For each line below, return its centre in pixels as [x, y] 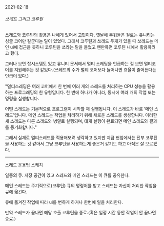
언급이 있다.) [17, 76]
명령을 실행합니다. [22, 99]
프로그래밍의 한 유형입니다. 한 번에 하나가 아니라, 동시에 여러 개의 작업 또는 [85, 92]
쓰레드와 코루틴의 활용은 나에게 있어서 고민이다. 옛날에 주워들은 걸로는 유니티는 [80, 35]
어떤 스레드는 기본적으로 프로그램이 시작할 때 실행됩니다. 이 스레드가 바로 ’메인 [79, 109]
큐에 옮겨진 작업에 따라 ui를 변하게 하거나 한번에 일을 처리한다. [64, 202]
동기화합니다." [23, 127]
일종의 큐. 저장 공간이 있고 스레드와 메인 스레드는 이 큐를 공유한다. [68, 175]
